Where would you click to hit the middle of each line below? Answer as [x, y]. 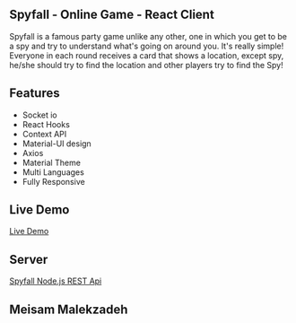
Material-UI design [57, 144]
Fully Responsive [53, 181]
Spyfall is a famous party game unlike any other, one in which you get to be [148, 36]
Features [35, 93]
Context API [44, 134]
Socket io [40, 115]
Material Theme [51, 162]
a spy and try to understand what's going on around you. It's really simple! [147, 46]
